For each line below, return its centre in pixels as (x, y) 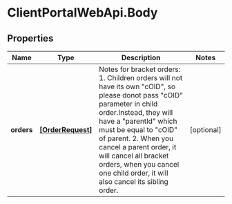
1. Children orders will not (141, 78)
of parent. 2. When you (136, 138)
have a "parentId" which (138, 121)
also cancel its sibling (134, 182)
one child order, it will (134, 173)
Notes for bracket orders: (140, 69)
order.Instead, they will (136, 112)
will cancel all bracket (134, 156)
